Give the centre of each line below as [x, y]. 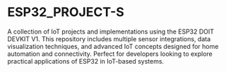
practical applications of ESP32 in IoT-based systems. [86, 61]
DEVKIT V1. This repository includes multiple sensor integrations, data [109, 38]
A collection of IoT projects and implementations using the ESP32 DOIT [111, 31]
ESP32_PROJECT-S [66, 12]
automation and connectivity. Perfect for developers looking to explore [110, 54]
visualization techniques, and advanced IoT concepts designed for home [113, 46]
